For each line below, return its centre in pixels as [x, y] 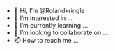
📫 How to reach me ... [46, 40]
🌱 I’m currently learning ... [51, 25]
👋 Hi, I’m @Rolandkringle [49, 11]
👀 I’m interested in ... [43, 18]
